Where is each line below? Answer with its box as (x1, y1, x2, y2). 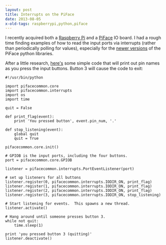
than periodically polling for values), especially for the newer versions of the (5, 45, 161, 51)
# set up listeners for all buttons (5, 175, 81, 180)
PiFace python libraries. (5, 51, 54, 57)
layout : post (5, 7, 32, 12)
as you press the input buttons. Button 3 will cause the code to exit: (5, 66, 143, 72)
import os (5, 92, 26, 97)
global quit (14, 132, 39, 137)
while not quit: (5, 219, 39, 224)
